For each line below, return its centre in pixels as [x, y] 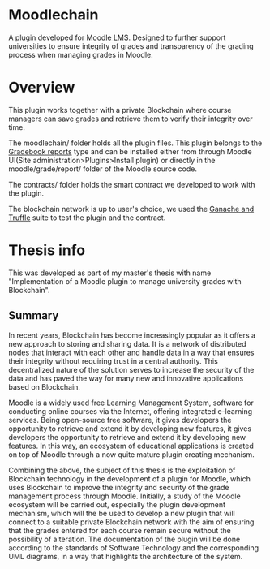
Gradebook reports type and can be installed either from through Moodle [131, 151]
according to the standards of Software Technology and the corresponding [134, 547]
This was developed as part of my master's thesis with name [110, 273]
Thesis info [47, 250]
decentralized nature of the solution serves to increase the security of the [131, 369]
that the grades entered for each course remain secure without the [120, 530]
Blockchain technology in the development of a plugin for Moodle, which [130, 478]
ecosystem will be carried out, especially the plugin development [117, 504]
